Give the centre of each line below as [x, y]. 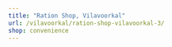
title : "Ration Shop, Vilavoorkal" [67, 16]
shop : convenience [38, 30]
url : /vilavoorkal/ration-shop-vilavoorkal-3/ [86, 23]
